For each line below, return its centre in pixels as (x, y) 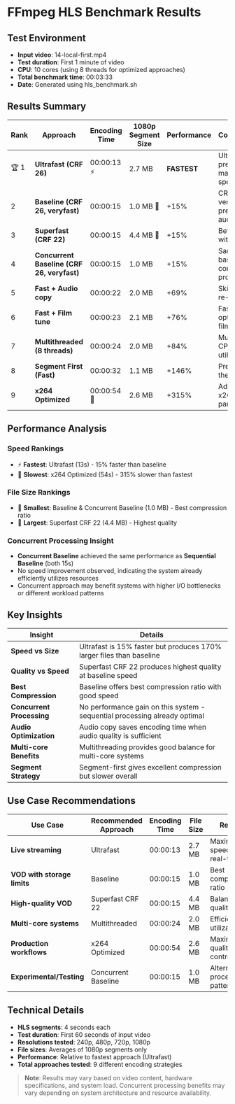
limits (20, 883)
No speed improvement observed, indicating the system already (110, 571)
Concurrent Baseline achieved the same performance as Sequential (117, 556)
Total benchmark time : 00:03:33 (65, 77)
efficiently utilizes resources (58, 579)
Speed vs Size (35, 651)
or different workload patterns (60, 593)
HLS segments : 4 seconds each (64, 1027)
